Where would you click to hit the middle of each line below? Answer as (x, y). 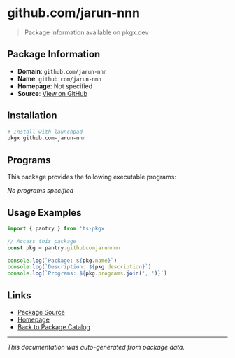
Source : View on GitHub (52, 93)
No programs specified (41, 191)
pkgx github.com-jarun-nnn (47, 138)
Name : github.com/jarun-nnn (59, 78)
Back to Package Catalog (54, 327)
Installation (32, 116)
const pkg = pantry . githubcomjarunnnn (64, 248)
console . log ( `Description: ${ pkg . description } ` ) (79, 267)
